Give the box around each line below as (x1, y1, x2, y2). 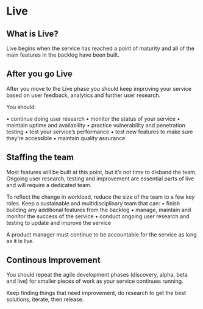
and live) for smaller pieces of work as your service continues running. (6, 277, 184, 285)
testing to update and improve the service (6, 219, 112, 226)
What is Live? (6, 29, 59, 39)
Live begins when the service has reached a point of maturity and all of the (6, 44, 195, 52)
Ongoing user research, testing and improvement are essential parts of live (6, 175, 194, 182)
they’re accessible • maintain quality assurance (6, 134, 126, 141)
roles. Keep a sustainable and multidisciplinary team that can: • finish (6, 199, 180, 207)
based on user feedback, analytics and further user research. (6, 91, 160, 99)
